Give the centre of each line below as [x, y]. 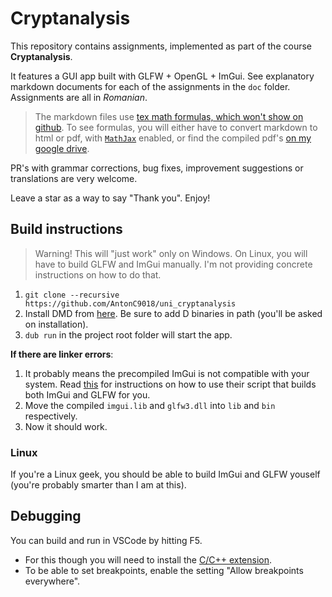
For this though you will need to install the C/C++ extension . [148, 559]
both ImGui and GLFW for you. [87, 394]
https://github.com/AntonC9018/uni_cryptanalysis [130, 303]
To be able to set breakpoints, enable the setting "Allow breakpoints [164, 570]
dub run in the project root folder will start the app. [128, 334]
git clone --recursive [72, 295]
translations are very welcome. [74, 178]
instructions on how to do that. [98, 274]
